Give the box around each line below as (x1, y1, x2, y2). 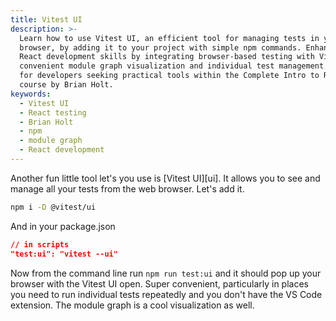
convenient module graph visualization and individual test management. (19, 61, 329, 71)
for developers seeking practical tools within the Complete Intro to (19, 71, 320, 81)
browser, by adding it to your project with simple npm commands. (19, 42, 302, 53)
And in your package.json (10, 220, 116, 232)
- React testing (19, 107, 87, 118)
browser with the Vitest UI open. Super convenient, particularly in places (10, 277, 309, 290)
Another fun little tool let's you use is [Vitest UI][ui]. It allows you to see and (10, 172, 321, 184)
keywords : (10, 89, 52, 99)
